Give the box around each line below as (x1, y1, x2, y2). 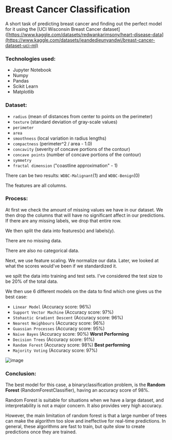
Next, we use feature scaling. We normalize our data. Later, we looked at (5, 257, 159, 263)
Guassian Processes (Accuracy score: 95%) (12, 325, 105, 332)
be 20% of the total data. (5, 278, 58, 284)
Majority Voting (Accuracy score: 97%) (12, 347, 98, 353)
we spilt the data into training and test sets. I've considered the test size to (5, 273, 163, 279)
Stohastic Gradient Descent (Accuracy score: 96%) (12, 314, 123, 320)
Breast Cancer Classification (5, 4, 130, 15)
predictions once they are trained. (5, 429, 77, 435)
